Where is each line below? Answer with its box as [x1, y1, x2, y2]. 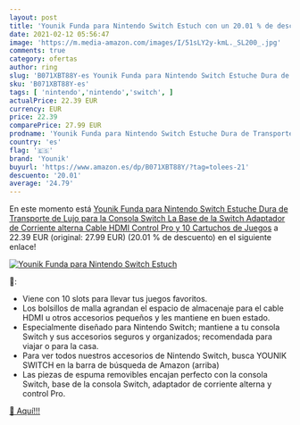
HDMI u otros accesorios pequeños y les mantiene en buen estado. [21, 312, 271, 323]
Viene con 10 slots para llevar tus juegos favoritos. [21, 294, 208, 304]
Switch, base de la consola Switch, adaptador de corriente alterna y [21, 379, 272, 389]
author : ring [9, 63, 58, 72]
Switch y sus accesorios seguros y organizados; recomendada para [21, 331, 272, 342]
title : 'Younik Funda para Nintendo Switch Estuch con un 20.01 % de [9, 21, 274, 30]
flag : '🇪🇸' [9, 146, 54, 154]
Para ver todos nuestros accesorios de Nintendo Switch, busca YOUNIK [21, 350, 287, 362]
